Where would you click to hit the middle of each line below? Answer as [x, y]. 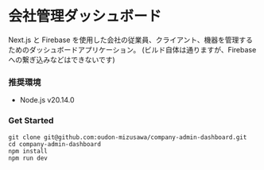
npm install [28, 151]
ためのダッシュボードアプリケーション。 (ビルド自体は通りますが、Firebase [132, 49]
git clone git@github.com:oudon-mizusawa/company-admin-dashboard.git [128, 137]
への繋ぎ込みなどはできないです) [62, 60]
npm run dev [28, 158]
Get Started [31, 121]
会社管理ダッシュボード [85, 16]
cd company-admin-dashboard [55, 144]
